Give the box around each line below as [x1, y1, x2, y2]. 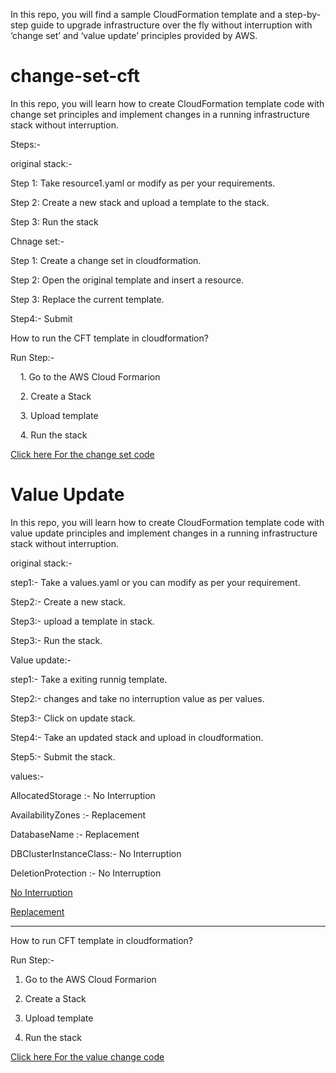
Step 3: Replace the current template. [10, 293, 165, 305]
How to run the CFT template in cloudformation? [10, 332, 209, 344]
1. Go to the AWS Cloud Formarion [19, 370, 161, 383]
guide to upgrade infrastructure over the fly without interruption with [30, 19, 313, 31]
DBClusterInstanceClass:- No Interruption [10, 847, 182, 859]
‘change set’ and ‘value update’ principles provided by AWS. [10, 30, 258, 41]
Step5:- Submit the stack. [10, 750, 116, 763]
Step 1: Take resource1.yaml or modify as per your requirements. [10, 177, 276, 189]
